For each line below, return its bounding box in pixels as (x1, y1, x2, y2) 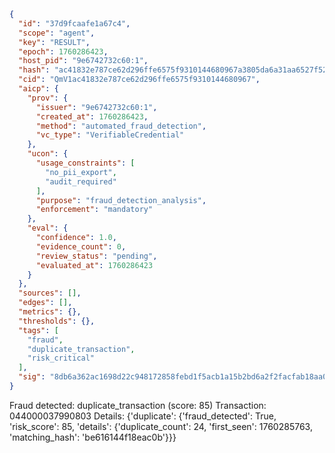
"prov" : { (27, 93, 69, 103)
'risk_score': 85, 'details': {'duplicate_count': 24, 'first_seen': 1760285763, (9, 420, 313, 432)
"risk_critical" (27, 353, 96, 364)
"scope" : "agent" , (18, 28, 96, 38)
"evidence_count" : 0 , (35, 241, 127, 252)
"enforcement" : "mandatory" (35, 205, 154, 215)
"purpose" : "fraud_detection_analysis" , (35, 195, 207, 205)
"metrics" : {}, (18, 307, 82, 317)
